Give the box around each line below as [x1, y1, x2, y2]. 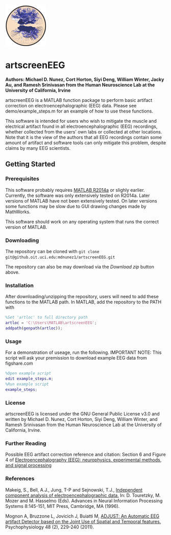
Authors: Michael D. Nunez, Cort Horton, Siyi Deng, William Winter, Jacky [5, 76, 164, 82]
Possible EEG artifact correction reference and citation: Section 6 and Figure [5, 452, 166, 458]
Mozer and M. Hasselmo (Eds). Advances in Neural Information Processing [5, 498, 163, 504]
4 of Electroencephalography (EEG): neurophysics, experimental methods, [5, 457, 162, 463]
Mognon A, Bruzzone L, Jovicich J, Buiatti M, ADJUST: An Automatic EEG [5, 513, 160, 519]
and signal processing [5, 462, 52, 469]
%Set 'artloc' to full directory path [5, 315, 88, 320]
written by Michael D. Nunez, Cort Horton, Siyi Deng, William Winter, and [5, 416, 158, 422]
